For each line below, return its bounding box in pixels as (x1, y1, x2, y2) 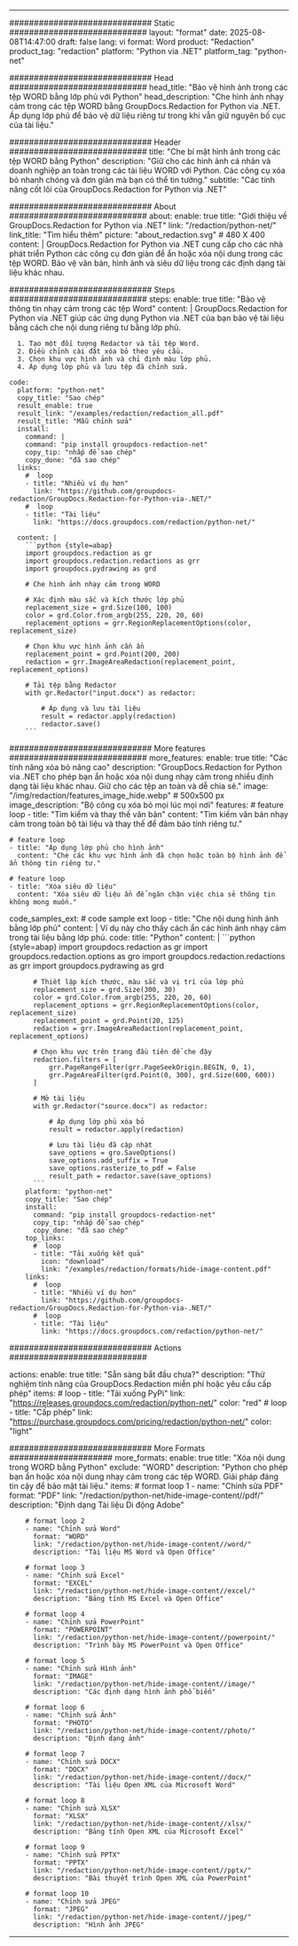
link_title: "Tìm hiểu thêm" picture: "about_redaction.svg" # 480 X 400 (9, 230, 265, 240)
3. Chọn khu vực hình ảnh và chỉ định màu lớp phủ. (17, 355, 213, 364)
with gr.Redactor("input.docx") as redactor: (25, 689, 197, 697)
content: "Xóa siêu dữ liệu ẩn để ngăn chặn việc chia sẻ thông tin (17, 890, 276, 899)
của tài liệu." (9, 120, 55, 130)
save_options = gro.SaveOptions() (48, 1148, 176, 1157)
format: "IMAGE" (32, 1672, 93, 1681)
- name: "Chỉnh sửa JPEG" (25, 1897, 122, 1906)
